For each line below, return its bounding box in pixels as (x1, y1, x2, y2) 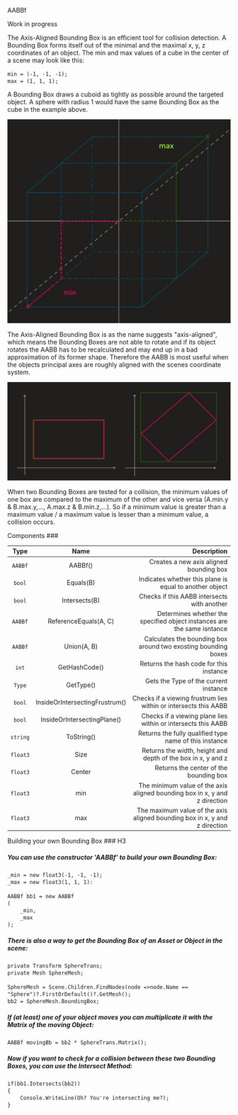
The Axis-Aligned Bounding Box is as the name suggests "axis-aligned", (7, 330, 217, 339)
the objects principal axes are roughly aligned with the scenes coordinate (7, 361, 222, 369)
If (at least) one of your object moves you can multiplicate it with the (7, 1013, 213, 1021)
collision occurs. (7, 517, 55, 526)
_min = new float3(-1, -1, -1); (7, 872, 103, 879)
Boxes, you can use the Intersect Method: (7, 1061, 133, 1070)
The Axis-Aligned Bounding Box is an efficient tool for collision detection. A (7, 33, 227, 42)
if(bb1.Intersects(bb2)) (7, 1080, 81, 1087)
